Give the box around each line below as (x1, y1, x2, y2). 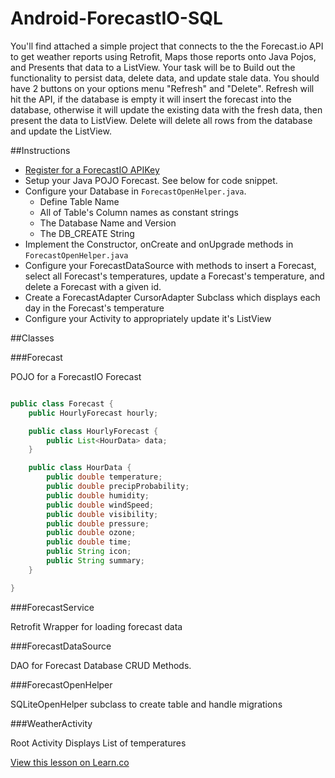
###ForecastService (10, 601, 95, 613)
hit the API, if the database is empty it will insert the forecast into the (10, 93, 292, 105)
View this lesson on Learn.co (10, 756, 130, 768)
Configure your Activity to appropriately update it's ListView (24, 312, 272, 324)
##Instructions (10, 144, 71, 156)
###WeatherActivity (10, 717, 93, 729)
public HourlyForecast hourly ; (28, 408, 159, 418)
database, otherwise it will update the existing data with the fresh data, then (10, 103, 323, 116)
